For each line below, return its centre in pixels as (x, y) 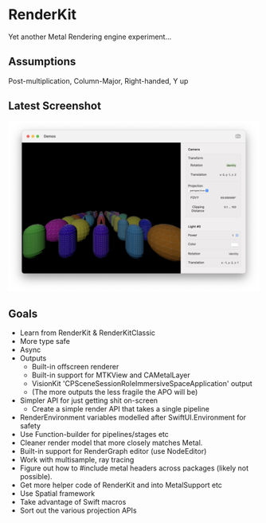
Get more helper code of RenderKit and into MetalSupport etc (121, 485)
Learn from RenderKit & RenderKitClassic (88, 333)
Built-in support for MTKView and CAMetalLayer (111, 375)
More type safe (45, 341)
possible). (36, 476)
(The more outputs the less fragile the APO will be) (115, 392)
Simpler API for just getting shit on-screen (88, 400)
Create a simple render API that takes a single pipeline (120, 408)
